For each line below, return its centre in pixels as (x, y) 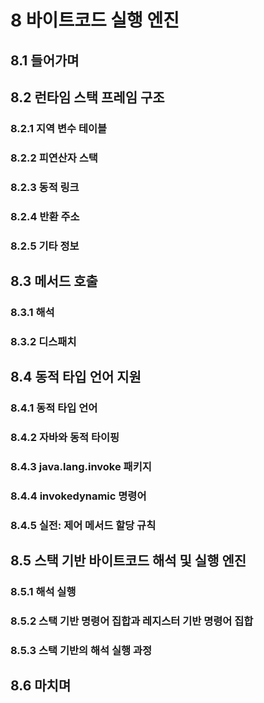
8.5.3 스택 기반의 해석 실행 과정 (81, 650)
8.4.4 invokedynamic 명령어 (78, 496)
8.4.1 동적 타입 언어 (54, 408)
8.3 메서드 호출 (54, 281)
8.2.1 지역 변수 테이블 (59, 128)
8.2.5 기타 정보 (45, 246)
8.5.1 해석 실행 (43, 592)
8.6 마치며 (41, 686)
